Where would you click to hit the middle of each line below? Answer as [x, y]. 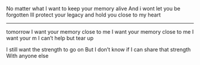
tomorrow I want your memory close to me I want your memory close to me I [100, 32]
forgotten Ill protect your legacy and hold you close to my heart [84, 15]
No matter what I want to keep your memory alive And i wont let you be [93, 9]
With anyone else [27, 56]
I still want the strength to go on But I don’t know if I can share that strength [99, 49]
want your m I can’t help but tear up [50, 38]
